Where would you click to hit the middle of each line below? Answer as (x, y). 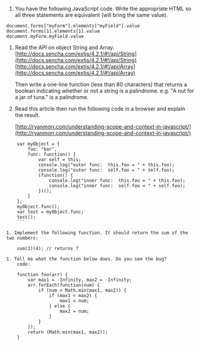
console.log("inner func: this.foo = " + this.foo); (117, 180)
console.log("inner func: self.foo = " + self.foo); (117, 186)
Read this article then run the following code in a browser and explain (100, 109)
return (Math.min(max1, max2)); (68, 332)
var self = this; (60, 160)
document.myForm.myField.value (45, 36)
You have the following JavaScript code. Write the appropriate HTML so (103, 9)
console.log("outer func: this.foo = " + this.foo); (106, 165)
